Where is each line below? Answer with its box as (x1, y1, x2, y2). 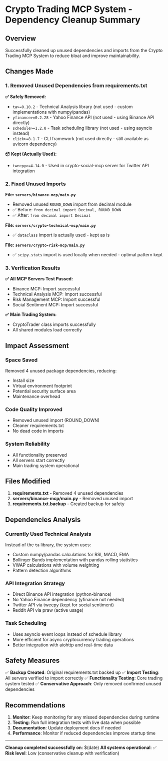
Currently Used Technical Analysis (5, 530, 91, 537)
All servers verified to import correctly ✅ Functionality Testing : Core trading (5, 675, 163, 681)
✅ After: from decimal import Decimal (12, 212, 91, 218)
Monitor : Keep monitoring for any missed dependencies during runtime (12, 714, 160, 720)
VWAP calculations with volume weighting (12, 562, 99, 568)
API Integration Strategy (5, 580, 65, 587)
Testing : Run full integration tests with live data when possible (12, 719, 141, 725)
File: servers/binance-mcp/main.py (5, 191, 76, 197)
